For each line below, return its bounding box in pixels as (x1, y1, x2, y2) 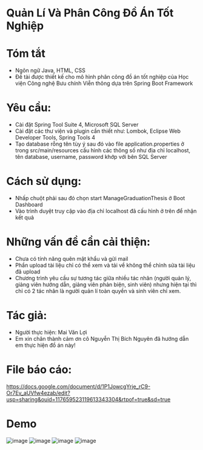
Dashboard (15, 201, 44, 208)
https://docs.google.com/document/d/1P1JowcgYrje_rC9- (6, 383, 151, 390)
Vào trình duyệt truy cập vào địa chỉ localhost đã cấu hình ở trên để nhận (15, 207, 197, 215)
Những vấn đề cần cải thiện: (6, 235, 150, 249)
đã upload (15, 267, 41, 275)
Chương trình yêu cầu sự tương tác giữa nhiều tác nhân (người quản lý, (15, 274, 191, 281)
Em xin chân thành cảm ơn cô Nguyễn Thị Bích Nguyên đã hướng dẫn (15, 335, 189, 342)
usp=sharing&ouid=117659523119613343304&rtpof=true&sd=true (6, 395, 171, 403)
